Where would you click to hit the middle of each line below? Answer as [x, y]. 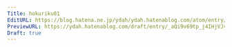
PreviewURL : [24, 26]
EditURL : [20, 20]
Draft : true [24, 33]
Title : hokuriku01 [33, 13]
